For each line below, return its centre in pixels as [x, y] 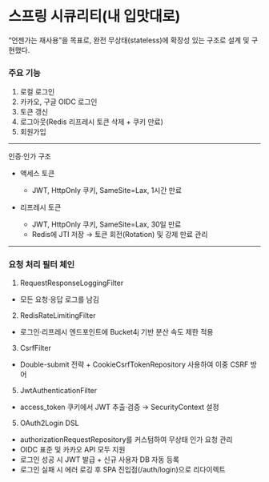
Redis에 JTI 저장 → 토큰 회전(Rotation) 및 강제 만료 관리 [120, 235]
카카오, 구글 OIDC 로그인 [58, 102]
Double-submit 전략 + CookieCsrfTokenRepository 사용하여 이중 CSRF [134, 364]
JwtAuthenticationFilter [58, 390]
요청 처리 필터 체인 [42, 265]
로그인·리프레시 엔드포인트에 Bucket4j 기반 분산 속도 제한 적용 [116, 331]
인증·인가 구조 [30, 156]
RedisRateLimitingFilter [58, 315]
